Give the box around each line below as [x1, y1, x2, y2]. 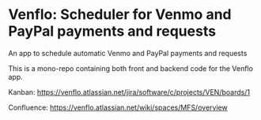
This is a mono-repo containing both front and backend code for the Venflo [8, 63, 253, 73]
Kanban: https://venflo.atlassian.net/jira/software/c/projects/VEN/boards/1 [8, 87, 251, 96]
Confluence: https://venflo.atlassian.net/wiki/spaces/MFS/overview [8, 103, 228, 112]
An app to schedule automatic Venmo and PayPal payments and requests [8, 48, 248, 58]
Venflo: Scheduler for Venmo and [8, 6, 232, 24]
